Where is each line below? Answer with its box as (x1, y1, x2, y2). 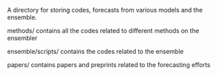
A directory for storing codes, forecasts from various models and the (7, 6, 203, 14)
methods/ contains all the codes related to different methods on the (7, 27, 199, 35)
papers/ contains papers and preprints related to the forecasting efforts (7, 61, 211, 68)
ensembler (7, 34, 38, 42)
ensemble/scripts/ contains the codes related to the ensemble (7, 48, 185, 55)
